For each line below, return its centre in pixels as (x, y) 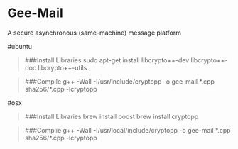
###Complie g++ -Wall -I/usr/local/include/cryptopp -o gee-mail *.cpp (128, 130)
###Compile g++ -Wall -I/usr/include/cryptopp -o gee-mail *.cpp (120, 81)
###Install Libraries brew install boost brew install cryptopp (112, 116)
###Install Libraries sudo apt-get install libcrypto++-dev (107, 60)
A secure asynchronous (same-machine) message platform (94, 33)
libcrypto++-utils (63, 67)
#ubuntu (20, 46)
